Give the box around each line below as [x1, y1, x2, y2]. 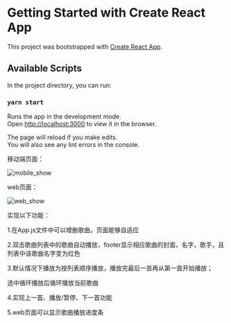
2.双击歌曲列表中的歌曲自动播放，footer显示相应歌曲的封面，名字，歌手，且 [7, 241, 225, 249]
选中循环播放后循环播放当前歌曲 [7, 279, 99, 287]
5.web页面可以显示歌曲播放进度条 [7, 308, 104, 317]
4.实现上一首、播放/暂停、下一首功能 [7, 293, 112, 302]
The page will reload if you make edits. [7, 133, 118, 141]
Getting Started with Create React [7, 5, 206, 21]
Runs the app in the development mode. [7, 112, 121, 121]
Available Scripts [7, 62, 82, 74]
